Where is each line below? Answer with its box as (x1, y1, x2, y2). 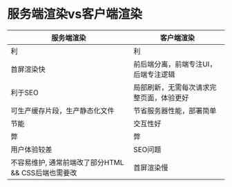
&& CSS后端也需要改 (10, 168, 77, 177)
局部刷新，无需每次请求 (133, 82, 210, 92)
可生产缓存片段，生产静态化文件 (10, 106, 115, 115)
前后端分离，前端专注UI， (133, 59, 217, 69)
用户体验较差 (10, 144, 53, 154)
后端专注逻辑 (133, 70, 175, 79)
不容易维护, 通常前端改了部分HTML (10, 157, 124, 167)
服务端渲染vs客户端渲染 (7, 6, 143, 22)
